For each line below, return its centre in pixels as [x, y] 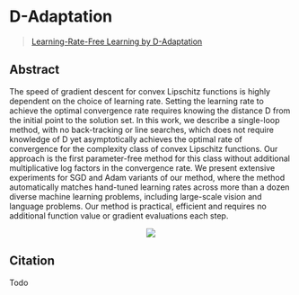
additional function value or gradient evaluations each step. [119, 215]
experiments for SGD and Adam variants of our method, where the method [147, 177]
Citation [32, 261]
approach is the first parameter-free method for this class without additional [149, 158]
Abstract [35, 70]
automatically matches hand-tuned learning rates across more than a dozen [149, 187]
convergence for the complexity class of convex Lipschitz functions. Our [144, 148]
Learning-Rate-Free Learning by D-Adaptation [117, 41]
